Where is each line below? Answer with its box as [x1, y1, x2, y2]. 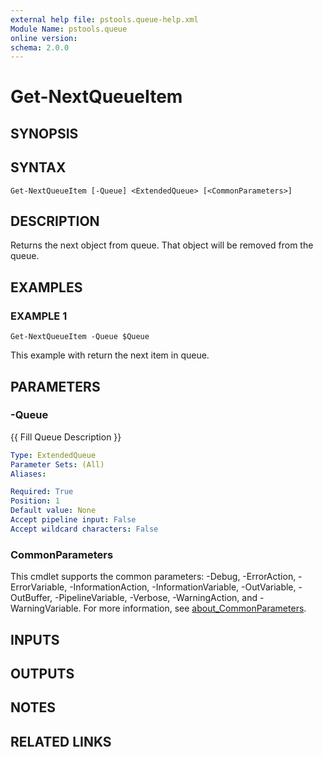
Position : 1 [10, 496, 60, 506]
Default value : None [10, 506, 97, 516]
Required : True [10, 487, 74, 497]
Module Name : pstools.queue [10, 24, 128, 34]
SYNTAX [10, 159, 67, 176]
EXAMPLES [10, 279, 83, 296]
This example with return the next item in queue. [10, 349, 210, 361]
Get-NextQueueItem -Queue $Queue [10, 332, 150, 342]
